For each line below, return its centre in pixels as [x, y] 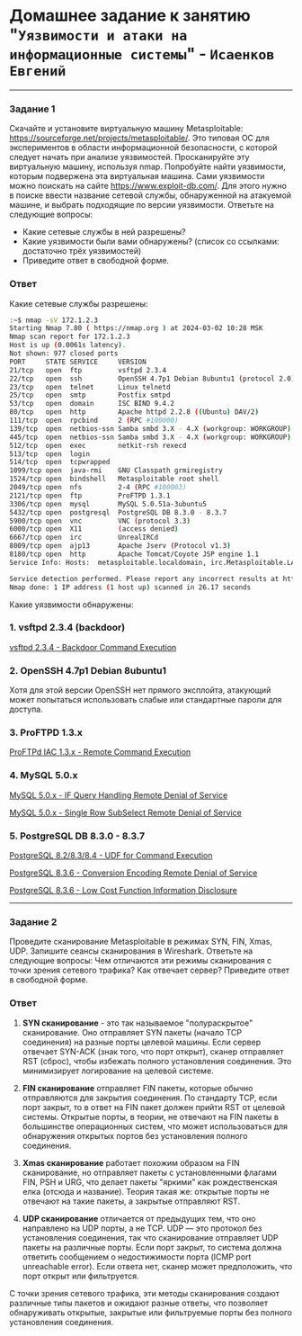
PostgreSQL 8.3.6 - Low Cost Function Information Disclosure [124, 891]
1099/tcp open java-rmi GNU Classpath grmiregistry [116, 471]
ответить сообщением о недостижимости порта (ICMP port [137, 1257]
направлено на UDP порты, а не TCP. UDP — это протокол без [142, 1228]
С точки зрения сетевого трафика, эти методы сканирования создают [145, 1293]
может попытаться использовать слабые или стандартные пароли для [146, 700]
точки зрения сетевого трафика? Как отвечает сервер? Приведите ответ [150, 970]
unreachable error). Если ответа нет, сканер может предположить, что [157, 1266]
